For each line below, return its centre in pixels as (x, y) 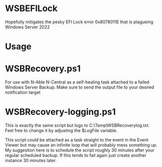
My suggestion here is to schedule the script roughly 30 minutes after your (80, 150)
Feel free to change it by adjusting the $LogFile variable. (61, 130)
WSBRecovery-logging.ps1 (60, 112)
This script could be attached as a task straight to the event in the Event (77, 140)
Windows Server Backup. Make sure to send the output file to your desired (80, 87)
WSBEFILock (31, 8)
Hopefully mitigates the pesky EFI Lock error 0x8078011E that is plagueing (79, 22)
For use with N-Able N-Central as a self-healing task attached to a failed (77, 82)
